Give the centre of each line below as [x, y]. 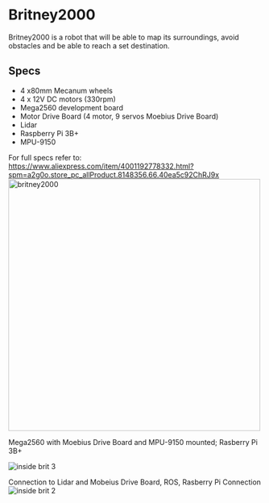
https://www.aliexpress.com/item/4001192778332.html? [101, 166]
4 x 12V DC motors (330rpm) [68, 99]
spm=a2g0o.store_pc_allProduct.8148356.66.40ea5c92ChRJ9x [114, 174]
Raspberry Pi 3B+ [49, 133]
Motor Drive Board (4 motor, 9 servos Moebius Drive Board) [119, 116]
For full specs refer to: [45, 157]
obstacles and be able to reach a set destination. [89, 45]
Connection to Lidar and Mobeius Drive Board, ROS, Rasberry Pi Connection [135, 482]
